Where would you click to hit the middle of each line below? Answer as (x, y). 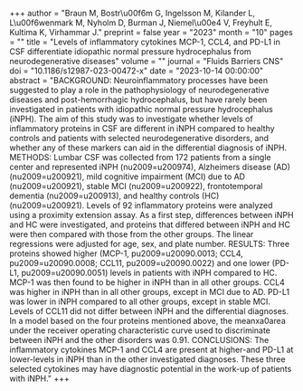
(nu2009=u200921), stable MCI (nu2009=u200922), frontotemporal (137, 186)
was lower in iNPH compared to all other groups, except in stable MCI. (140, 301)
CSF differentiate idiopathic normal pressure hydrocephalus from (130, 52)
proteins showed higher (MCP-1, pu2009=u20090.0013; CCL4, (127, 253)
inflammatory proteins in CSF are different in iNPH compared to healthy (142, 129)
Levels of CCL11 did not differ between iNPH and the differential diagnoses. (149, 311)
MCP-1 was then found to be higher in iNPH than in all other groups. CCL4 (147, 282)
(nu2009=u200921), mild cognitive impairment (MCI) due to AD (128, 176)
